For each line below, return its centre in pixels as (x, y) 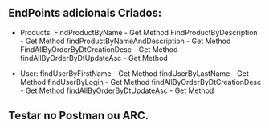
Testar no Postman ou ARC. (79, 116)
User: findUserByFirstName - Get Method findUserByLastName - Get (134, 73)
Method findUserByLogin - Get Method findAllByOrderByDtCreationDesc (141, 82)
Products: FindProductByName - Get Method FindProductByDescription (139, 32)
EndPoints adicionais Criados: (85, 13)
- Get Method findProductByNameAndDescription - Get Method (125, 41)
